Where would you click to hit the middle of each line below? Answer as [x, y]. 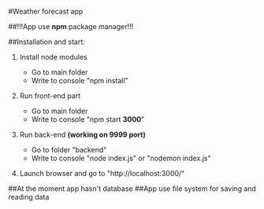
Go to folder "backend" [69, 150]
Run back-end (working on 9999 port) [82, 134]
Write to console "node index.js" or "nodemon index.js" [121, 158]
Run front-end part [50, 96]
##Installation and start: [46, 42]
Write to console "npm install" [80, 81]
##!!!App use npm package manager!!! [71, 26]
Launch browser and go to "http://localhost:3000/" [102, 173]
